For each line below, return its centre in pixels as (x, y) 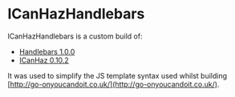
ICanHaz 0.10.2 (44, 60)
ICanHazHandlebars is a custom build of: (75, 36)
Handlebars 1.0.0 (47, 51)
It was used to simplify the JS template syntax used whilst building (118, 75)
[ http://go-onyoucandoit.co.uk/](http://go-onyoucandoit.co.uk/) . (113, 84)
